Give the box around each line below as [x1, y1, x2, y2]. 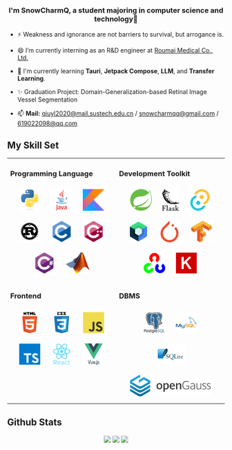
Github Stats [7, 416, 62, 428]
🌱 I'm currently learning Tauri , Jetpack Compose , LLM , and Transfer [17, 67, 215, 75]
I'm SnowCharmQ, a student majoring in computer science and [8, 6, 224, 15]
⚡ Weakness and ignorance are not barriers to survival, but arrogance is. [17, 30, 224, 39]
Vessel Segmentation [17, 95, 78, 104]
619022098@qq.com [17, 120, 78, 128]
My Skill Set [7, 139, 59, 151]
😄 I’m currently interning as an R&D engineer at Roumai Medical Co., [17, 46, 213, 55]
